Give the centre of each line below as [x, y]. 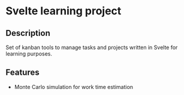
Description [28, 33]
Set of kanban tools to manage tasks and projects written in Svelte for [92, 47]
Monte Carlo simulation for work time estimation [73, 87]
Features [22, 73]
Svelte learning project [64, 11]
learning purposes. [29, 54]
